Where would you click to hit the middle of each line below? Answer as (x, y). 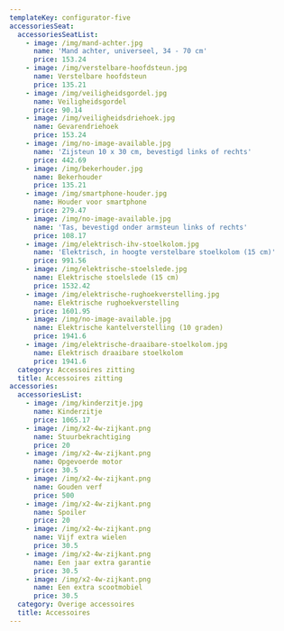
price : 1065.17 (62, 420)
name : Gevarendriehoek (76, 127)
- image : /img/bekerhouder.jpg (84, 169)
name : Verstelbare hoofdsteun (90, 77)
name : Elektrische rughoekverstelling (106, 303)
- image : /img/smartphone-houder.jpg (96, 194)
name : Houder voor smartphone (90, 202)
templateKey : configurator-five (70, 18)
